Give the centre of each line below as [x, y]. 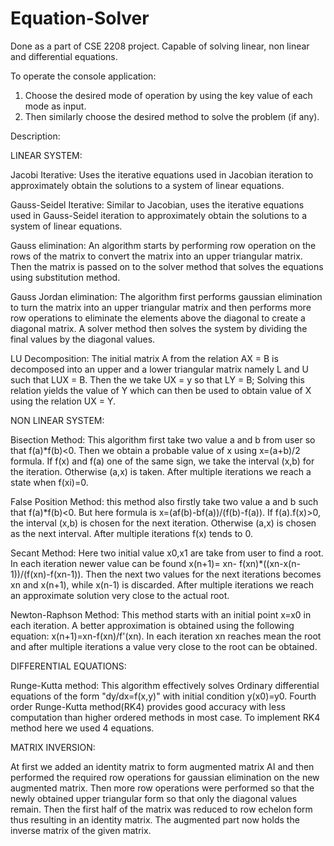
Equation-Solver [80, 18]
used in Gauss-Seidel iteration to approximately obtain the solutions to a [159, 215]
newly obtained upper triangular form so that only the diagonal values [154, 798]
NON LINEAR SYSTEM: [57, 420]
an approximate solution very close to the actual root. [120, 595]
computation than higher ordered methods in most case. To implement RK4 [165, 717]
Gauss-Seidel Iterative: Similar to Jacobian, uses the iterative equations [157, 204]
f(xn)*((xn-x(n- [269, 563]
